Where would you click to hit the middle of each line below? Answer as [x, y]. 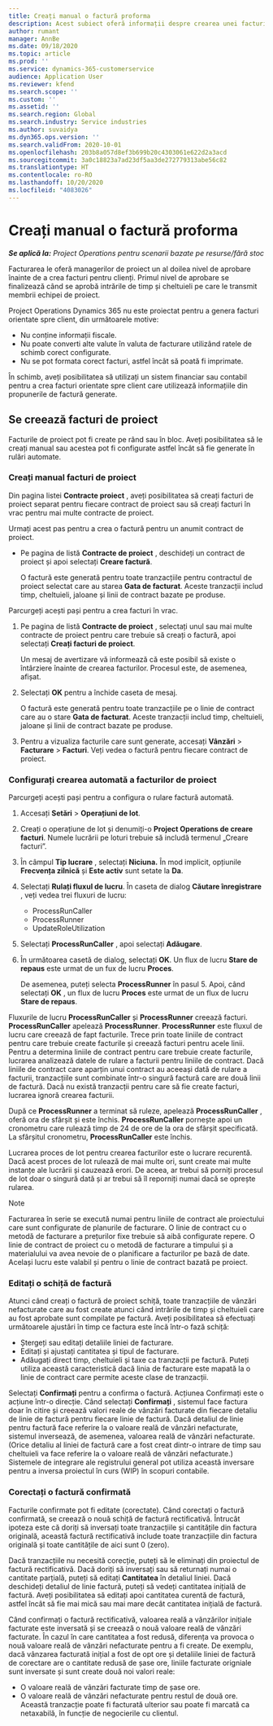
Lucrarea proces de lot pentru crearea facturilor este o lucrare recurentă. [130, 1153]
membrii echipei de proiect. [54, 295]
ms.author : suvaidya [43, 130]
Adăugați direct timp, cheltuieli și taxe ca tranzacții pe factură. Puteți [134, 1360]
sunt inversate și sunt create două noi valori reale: [92, 1671]
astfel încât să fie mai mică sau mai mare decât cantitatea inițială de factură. [135, 1603]
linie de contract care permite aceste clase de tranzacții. [114, 1377]
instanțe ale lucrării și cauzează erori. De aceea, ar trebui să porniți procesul [136, 1170]
